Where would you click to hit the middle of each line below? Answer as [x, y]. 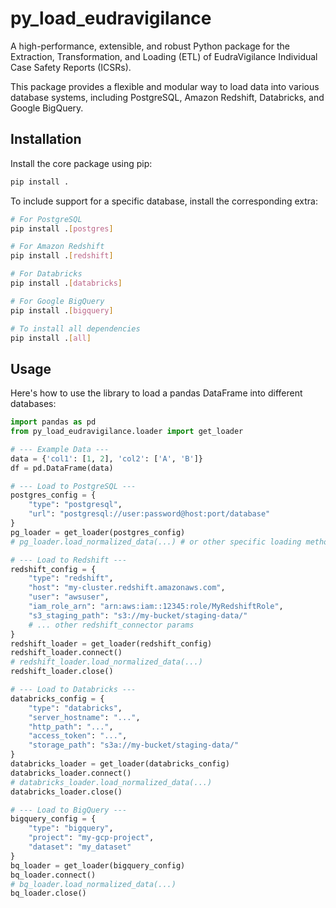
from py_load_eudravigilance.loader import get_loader [127, 432]
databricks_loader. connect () [71, 773]
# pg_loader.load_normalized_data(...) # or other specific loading [156, 542]
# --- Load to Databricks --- [73, 690]
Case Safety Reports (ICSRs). [71, 67]
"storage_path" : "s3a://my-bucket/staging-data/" [134, 745]
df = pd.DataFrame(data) [62, 468]
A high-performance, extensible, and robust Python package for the [150, 46]
